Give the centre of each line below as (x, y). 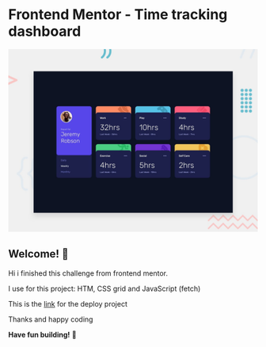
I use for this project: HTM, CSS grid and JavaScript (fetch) (104, 288)
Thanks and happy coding (51, 319)
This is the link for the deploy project (68, 303)
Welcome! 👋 (38, 254)
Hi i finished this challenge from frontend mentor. (88, 273)
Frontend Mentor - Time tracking (118, 15)
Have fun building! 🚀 (42, 334)
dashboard (45, 31)
